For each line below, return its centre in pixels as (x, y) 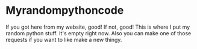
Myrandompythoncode (65, 10)
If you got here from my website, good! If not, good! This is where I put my (98, 27)
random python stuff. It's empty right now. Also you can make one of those (98, 33)
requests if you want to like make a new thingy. (64, 39)
